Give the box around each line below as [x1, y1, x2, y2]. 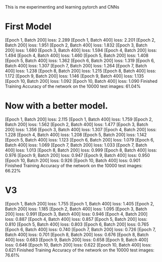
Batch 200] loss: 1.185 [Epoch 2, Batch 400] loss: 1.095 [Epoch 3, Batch [5, 206, 147, 212]
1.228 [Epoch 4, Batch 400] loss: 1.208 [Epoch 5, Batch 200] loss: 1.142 [5, 132, 147, 138]
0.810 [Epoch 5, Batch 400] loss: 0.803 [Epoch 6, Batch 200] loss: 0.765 [5, 221, 149, 227]
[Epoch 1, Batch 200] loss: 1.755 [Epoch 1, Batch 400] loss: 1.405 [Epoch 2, [5, 200, 155, 206]
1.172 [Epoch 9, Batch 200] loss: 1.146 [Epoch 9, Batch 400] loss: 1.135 [5, 73, 144, 79]
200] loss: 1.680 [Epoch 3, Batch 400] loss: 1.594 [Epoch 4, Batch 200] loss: [5, 47, 157, 53]
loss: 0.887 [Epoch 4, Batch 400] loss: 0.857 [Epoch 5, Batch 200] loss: [5, 216, 147, 222]
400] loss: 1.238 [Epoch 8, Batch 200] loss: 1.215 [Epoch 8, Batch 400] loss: [5, 68, 156, 74]
